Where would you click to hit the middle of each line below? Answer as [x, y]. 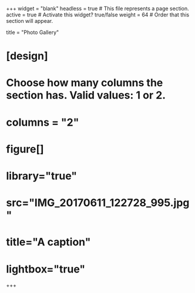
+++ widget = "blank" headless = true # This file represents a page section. [97, 9]
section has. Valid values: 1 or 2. [86, 95]
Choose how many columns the [85, 83]
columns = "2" [43, 122]
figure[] [25, 149]
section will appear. [30, 21]
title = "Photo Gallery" [33, 32]
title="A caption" [48, 242]
